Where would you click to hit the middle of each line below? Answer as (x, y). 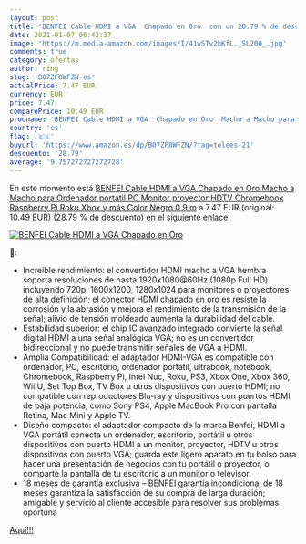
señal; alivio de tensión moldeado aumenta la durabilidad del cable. (149, 318)
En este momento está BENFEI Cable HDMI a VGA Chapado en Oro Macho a (152, 188)
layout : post (34, 18)
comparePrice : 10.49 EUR (56, 111)
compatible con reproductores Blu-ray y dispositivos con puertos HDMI (156, 395)
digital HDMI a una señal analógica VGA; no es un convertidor (138, 337)
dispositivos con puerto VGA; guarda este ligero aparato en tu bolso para (159, 454)
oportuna (40, 512)
